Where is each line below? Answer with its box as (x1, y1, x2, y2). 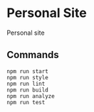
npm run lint (6, 80, 46, 87)
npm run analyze (6, 92, 55, 100)
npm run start (6, 67, 49, 75)
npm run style (6, 74, 49, 81)
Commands (6, 49, 60, 61)
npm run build (6, 86, 49, 94)
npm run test (6, 99, 46, 106)
